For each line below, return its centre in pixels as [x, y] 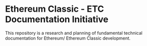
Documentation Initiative [57, 19]
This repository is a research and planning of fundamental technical [74, 33]
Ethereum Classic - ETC [55, 9]
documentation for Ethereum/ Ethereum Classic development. [68, 38]
